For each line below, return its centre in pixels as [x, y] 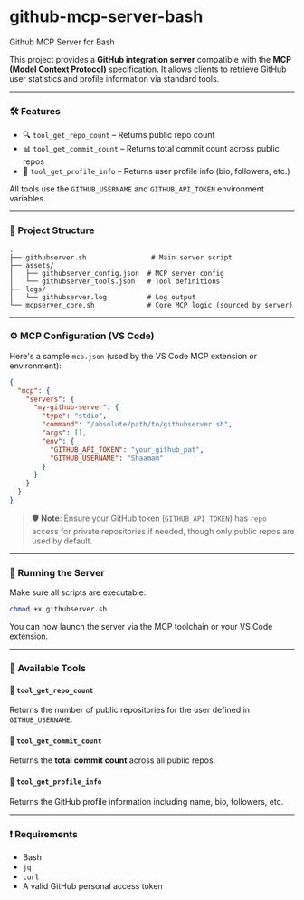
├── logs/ [28, 289]
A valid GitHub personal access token [92, 885]
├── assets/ [32, 265]
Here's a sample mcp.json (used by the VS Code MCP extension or [133, 356]
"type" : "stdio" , [74, 416]
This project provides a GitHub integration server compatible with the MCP [151, 59]
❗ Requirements [44, 834]
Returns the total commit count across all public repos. [113, 760]
